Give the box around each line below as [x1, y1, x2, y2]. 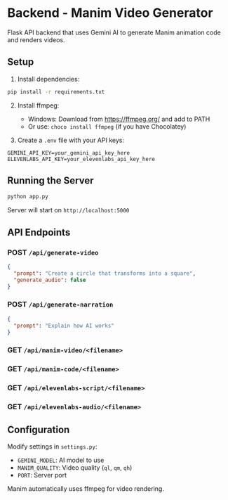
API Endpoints [7, 226, 71, 238]
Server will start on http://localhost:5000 [7, 206, 130, 214]
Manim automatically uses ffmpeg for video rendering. [7, 484, 165, 493]
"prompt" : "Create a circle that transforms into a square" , [13, 269, 196, 277]
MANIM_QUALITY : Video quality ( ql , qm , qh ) [17, 463, 133, 472]
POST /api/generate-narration [7, 300, 114, 309]
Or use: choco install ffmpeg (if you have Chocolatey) [27, 122, 187, 131]
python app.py [7, 193, 49, 200]
